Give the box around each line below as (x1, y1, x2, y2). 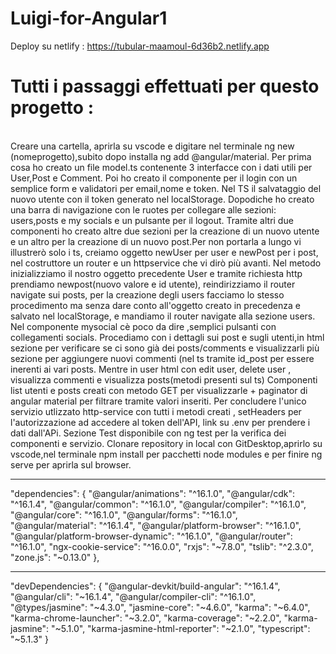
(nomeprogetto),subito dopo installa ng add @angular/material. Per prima (10, 150, 312, 162)
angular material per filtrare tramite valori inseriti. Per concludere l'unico (10, 395, 307, 407)
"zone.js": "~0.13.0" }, (10, 551, 100, 563)
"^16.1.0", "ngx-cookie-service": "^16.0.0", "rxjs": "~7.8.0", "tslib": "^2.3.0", (10, 540, 314, 552)
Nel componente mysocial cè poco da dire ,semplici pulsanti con (10, 320, 277, 332)
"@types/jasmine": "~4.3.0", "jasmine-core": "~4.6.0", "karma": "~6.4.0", (10, 601, 311, 613)
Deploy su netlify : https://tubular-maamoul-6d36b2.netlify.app (10, 40, 270, 52)
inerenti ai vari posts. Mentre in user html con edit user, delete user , (10, 363, 292, 375)
